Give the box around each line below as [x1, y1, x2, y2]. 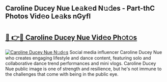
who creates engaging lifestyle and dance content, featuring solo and [5, 55, 151, 61]
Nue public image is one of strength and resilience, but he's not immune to [5, 66, 162, 72]
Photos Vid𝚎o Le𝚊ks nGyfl [5, 12, 91, 21]
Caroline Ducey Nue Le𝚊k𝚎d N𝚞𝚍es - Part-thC [5, 4, 155, 13]
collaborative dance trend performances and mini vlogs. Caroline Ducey [5, 61, 156, 66]
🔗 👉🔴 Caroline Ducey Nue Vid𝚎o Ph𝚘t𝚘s [5, 33, 137, 42]
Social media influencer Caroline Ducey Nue [69, 49, 162, 55]
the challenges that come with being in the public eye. [5, 71, 119, 77]
